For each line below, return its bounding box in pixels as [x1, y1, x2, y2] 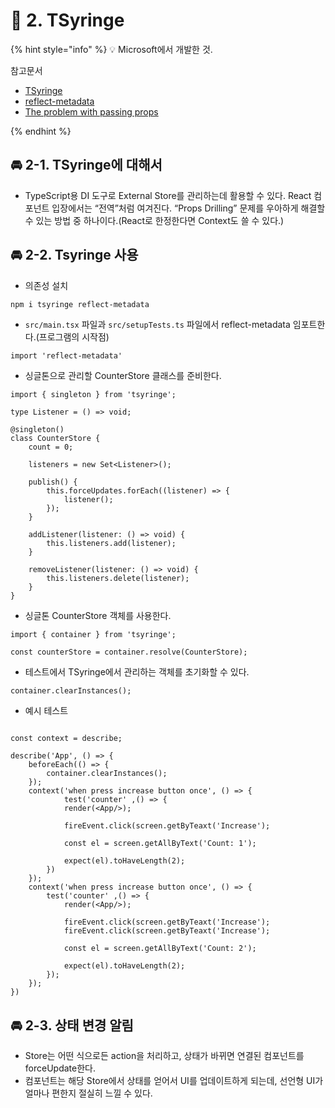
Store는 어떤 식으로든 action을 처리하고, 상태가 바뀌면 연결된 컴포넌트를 [24, 1050, 305, 1062]
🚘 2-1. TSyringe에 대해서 [10, 157, 163, 174]
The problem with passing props [24, 105, 159, 118]
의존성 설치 [24, 279, 69, 291]
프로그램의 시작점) [38, 331, 110, 343]
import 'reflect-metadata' [10, 351, 123, 361]
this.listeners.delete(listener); [46, 574, 190, 584]
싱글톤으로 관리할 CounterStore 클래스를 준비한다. [24, 370, 222, 382]
